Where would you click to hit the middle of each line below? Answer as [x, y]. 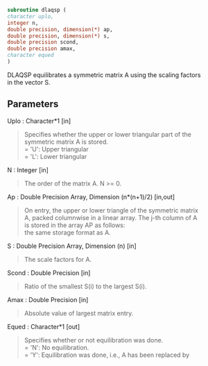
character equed [31, 56]
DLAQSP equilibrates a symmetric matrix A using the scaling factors [104, 75]
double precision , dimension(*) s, [59, 36]
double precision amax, [42, 49]
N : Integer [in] [28, 169]
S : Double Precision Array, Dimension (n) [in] [72, 246]
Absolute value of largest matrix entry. [79, 313]
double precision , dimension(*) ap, [60, 29]
